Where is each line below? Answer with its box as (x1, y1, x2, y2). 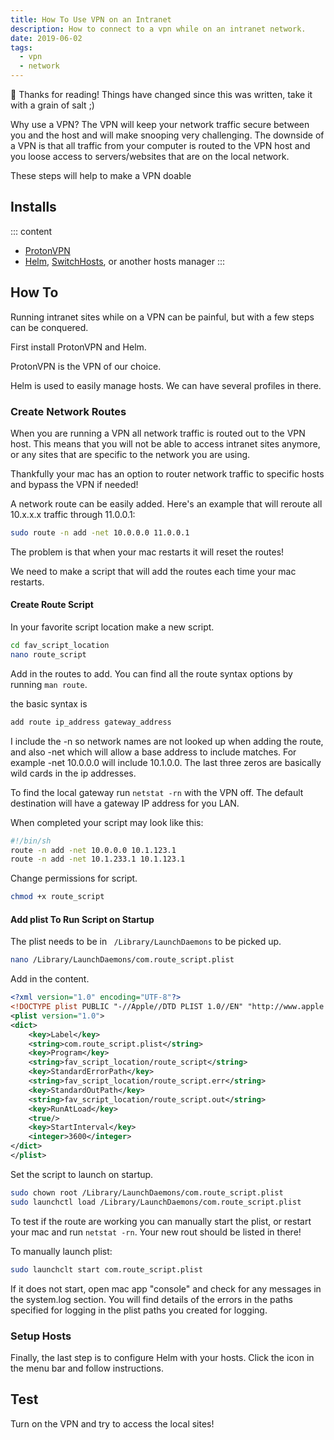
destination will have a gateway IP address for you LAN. (10, 797, 240, 809)
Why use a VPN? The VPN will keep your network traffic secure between (10, 119, 310, 130)
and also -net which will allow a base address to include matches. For (10, 746, 297, 758)
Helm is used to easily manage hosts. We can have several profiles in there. (10, 379, 322, 391)
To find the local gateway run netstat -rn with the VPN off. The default (10, 786, 304, 798)
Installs (10, 199, 57, 216)
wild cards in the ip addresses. (10, 767, 137, 779)
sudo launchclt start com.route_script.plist (10, 1264, 203, 1275)
